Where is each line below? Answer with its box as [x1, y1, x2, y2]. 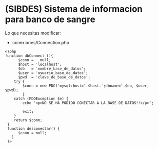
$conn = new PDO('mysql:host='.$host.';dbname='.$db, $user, [22, 83, 150, 88]
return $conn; [14, 118, 42, 123]
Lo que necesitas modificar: [5, 30, 61, 36]
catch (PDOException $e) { [14, 96, 69, 101]
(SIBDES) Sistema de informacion [5, 3, 143, 15]
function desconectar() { [7, 126, 60, 131]
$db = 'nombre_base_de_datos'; [18, 66, 86, 71]
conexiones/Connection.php [12, 39, 70, 45]
